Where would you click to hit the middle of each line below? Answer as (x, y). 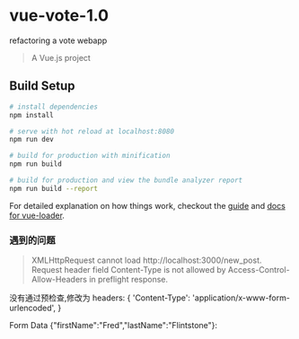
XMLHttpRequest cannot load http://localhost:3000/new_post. (146, 260)
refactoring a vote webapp (58, 40)
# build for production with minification (90, 156)
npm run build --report (54, 188)
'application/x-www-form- (241, 298)
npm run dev (31, 140)
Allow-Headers (59, 280)
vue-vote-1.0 (59, 16)
